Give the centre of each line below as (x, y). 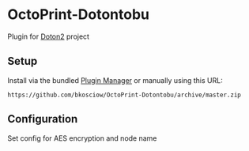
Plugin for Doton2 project (49, 36)
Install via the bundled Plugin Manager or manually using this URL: (115, 80)
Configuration (43, 119)
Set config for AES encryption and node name (82, 138)
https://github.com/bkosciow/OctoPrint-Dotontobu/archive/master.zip (124, 95)
